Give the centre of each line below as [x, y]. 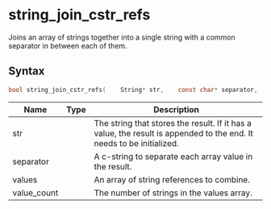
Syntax [27, 71]
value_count [35, 193]
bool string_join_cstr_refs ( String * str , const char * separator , [133, 90]
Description [176, 109]
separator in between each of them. [68, 45]
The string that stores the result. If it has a [173, 123]
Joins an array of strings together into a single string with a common [122, 37]
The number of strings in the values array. [173, 193]
